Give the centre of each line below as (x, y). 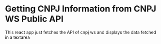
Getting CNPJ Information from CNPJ (81, 9)
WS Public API (34, 19)
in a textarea (17, 37)
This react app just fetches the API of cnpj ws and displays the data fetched (81, 32)
